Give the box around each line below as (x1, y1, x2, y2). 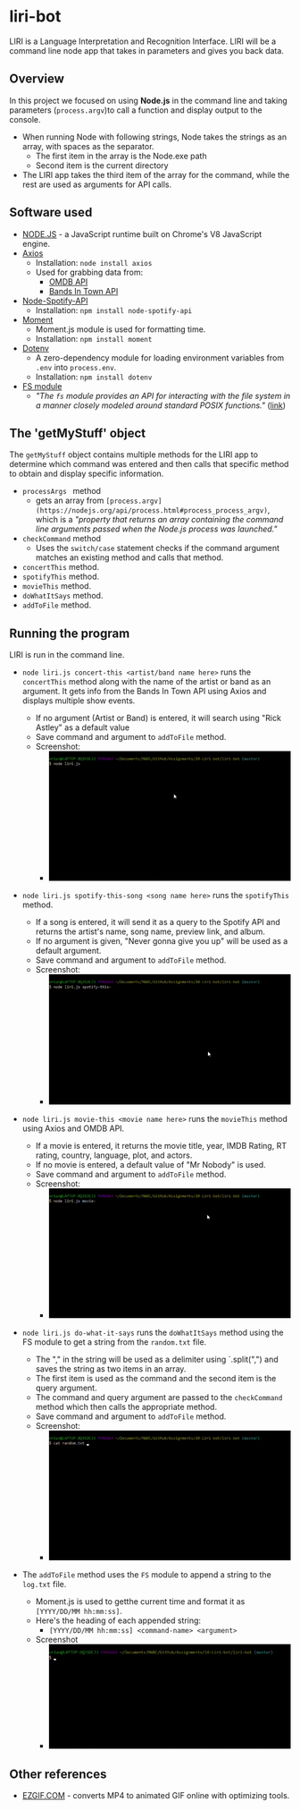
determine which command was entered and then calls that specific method (9, 459, 289, 470)
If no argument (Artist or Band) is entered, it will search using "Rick (35, 713, 281, 724)
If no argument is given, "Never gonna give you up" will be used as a (35, 936, 288, 947)
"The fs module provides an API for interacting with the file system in (35, 390, 291, 401)
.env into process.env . (35, 361, 117, 372)
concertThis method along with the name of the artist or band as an (21, 676, 271, 687)
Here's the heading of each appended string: (35, 1615, 202, 1626)
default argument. (35, 946, 102, 956)
